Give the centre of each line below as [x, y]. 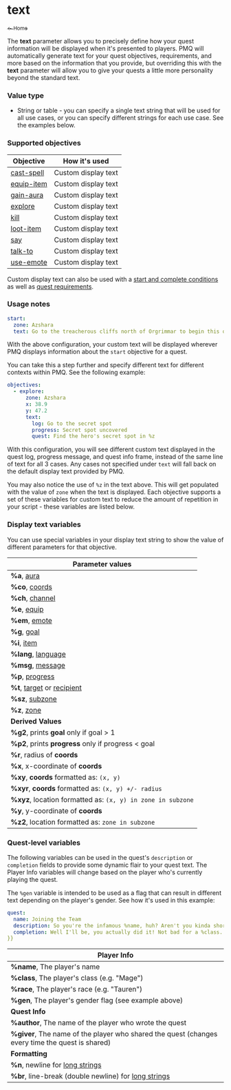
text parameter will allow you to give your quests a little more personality [110, 70]
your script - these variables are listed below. [71, 507]
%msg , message [38, 665]
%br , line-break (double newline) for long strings [90, 1076]
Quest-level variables [44, 843]
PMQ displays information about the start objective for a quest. [97, 352]
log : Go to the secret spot [72, 423]
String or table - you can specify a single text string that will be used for [119, 111]
